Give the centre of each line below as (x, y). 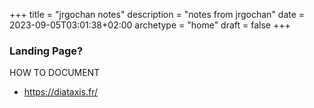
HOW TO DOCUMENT (55, 73)
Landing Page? (46, 51)
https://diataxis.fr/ (61, 92)
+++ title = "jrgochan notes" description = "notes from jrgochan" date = (157, 14)
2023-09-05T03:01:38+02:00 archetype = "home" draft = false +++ (150, 25)
